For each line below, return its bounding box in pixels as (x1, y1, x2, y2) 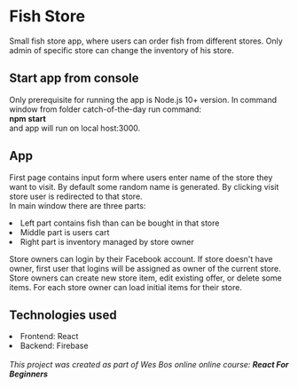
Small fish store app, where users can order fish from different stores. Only (9, 36, 283, 46)
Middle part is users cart (20, 226, 110, 237)
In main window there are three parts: (9, 200, 146, 210)
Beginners (9, 368, 49, 379)
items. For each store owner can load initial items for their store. (9, 281, 242, 292)
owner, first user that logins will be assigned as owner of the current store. (9, 263, 281, 273)
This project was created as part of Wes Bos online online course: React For (9, 360, 289, 370)
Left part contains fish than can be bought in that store (20, 218, 220, 228)
